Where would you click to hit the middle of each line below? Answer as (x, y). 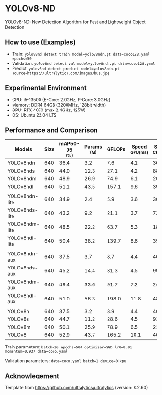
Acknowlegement (32, 376)
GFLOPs (116, 149)
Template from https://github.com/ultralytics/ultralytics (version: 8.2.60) (76, 388)
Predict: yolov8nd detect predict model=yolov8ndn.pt (66, 68)
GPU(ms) (139, 152)
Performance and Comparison (51, 130)
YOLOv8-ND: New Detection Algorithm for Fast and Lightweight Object (75, 22)
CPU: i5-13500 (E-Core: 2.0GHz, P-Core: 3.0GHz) (61, 99)
